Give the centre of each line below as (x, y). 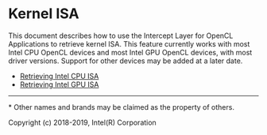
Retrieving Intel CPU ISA (59, 76)
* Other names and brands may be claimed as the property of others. (121, 107)
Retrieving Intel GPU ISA (59, 84)
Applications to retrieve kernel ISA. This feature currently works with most (129, 43)
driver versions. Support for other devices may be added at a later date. (126, 61)
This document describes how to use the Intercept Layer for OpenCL (121, 36)
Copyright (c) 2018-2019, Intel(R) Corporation (82, 122)
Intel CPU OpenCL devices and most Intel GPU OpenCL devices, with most (130, 52)
